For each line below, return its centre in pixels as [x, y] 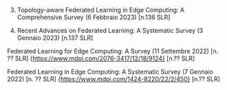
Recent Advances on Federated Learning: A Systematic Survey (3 [110, 31]
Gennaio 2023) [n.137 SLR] [55, 38]
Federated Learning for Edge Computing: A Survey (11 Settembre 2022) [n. [113, 51]
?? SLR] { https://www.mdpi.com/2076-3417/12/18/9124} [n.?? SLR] [101, 58]
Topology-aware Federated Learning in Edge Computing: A [100, 10]
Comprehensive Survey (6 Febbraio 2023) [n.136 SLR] [94, 17]
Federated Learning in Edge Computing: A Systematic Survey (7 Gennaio [110, 72]
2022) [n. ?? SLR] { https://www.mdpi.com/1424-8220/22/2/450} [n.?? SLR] [113, 79]
